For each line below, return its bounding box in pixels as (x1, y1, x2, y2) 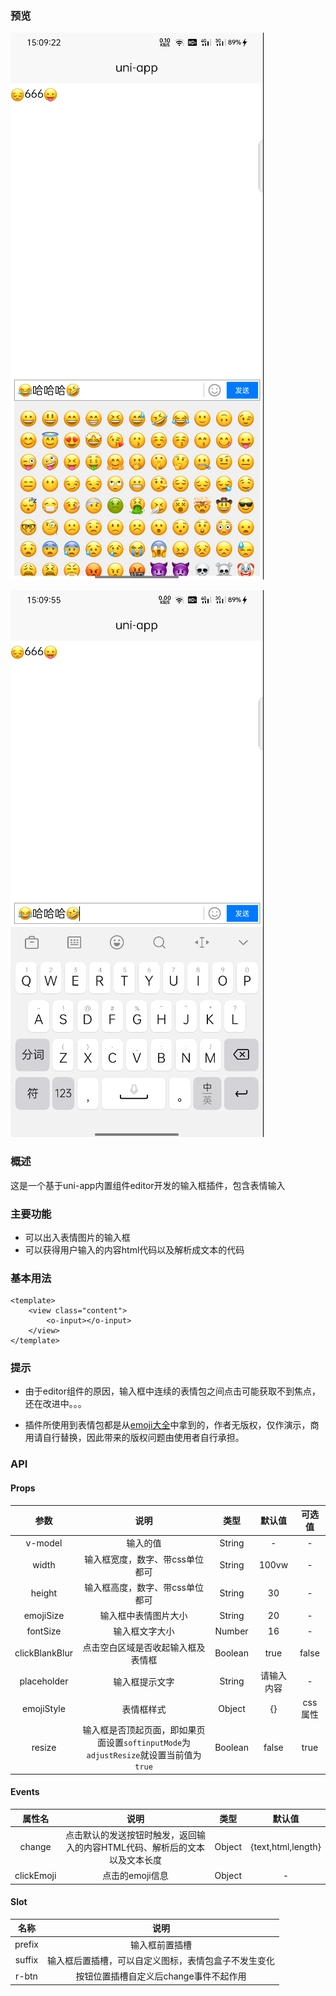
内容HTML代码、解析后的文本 (83, 1841, 205, 1853)
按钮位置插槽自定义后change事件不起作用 (75, 1970, 247, 1982)
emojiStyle (22, 1703, 66, 1715)
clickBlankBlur (14, 1647, 73, 1659)
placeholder (19, 1675, 69, 1687)
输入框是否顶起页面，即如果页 (82, 1724, 206, 1736)
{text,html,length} (249, 1841, 322, 1853)
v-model (25, 1537, 63, 1549)
